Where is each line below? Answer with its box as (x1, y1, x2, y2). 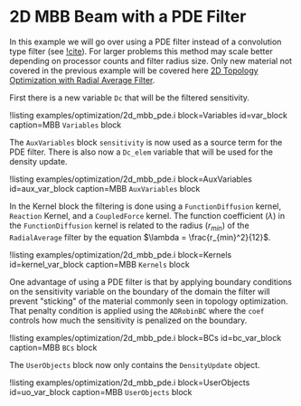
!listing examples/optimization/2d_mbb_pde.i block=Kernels (9, 249, 232, 260)
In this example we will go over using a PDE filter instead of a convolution (9, 36, 282, 47)
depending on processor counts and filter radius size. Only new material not (9, 55, 292, 66)
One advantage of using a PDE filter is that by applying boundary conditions (9, 276, 292, 287)
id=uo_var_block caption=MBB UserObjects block (9, 386, 193, 397)
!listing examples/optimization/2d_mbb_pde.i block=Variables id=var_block (9, 109, 287, 120)
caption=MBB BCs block (9, 342, 98, 353)
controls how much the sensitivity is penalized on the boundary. (9, 315, 248, 326)
